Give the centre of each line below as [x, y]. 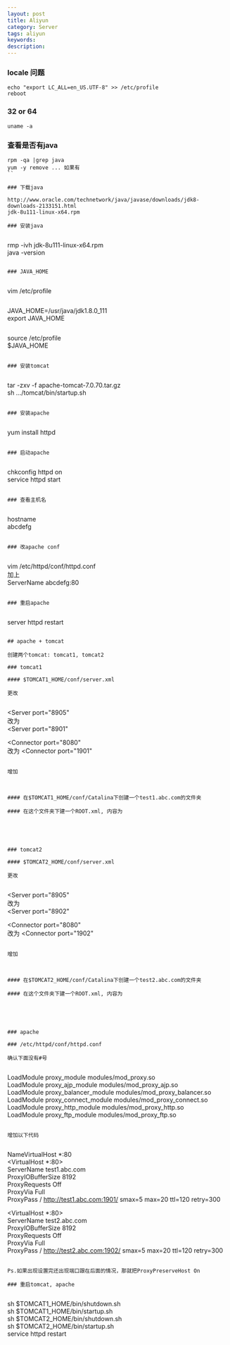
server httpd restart [36, 622]
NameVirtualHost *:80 [40, 1154]
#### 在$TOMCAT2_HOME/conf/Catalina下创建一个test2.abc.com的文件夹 [104, 980]
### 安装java [25, 226]
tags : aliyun [26, 33]
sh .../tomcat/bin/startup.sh [47, 393]
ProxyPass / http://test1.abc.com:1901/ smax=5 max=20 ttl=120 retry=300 [114, 1199]
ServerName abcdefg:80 [43, 582]
